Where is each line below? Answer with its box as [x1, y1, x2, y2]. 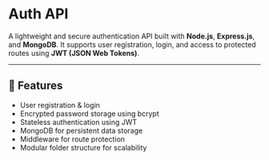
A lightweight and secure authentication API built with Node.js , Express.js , [8, 31, 255, 41]
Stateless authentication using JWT [19, 117, 138, 126]
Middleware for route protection [19, 134, 126, 144]
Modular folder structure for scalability [19, 142, 147, 152]
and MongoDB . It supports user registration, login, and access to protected [8, 39, 256, 49]
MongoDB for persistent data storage [19, 126, 143, 135]
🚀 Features [8, 79, 63, 93]
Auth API [8, 5, 69, 23]
